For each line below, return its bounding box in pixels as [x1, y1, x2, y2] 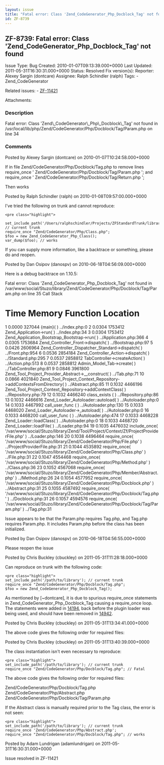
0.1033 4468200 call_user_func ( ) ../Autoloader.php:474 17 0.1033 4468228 [5, 412, 159, 418]
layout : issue [5, 7, 34, 12]
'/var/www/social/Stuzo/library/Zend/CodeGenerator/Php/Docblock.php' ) [5, 480, 154, 486]
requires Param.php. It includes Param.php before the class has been [5, 521, 144, 526]
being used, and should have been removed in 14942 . [5, 610, 113, 616]
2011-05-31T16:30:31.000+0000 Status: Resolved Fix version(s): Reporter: [5, 68, 154, 74]
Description [5, 110, 34, 117]
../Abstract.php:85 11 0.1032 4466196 [67, 381, 143, 387]
